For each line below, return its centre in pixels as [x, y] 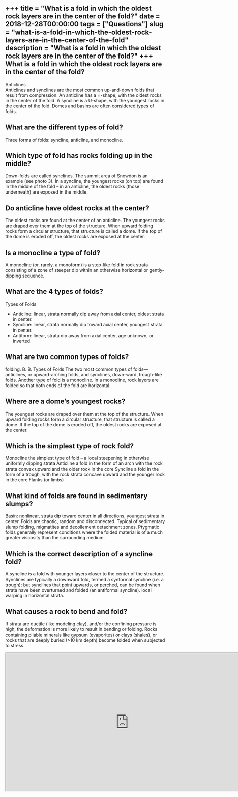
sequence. [33, 276]
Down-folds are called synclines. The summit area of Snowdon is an [77, 176]
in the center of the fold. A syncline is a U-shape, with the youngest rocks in [85, 100]
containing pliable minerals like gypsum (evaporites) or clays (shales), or [81, 635]
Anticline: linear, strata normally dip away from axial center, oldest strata [88, 314]
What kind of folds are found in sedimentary [77, 496]
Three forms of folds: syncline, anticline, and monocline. [64, 140]
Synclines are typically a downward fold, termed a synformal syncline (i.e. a [84, 579]
